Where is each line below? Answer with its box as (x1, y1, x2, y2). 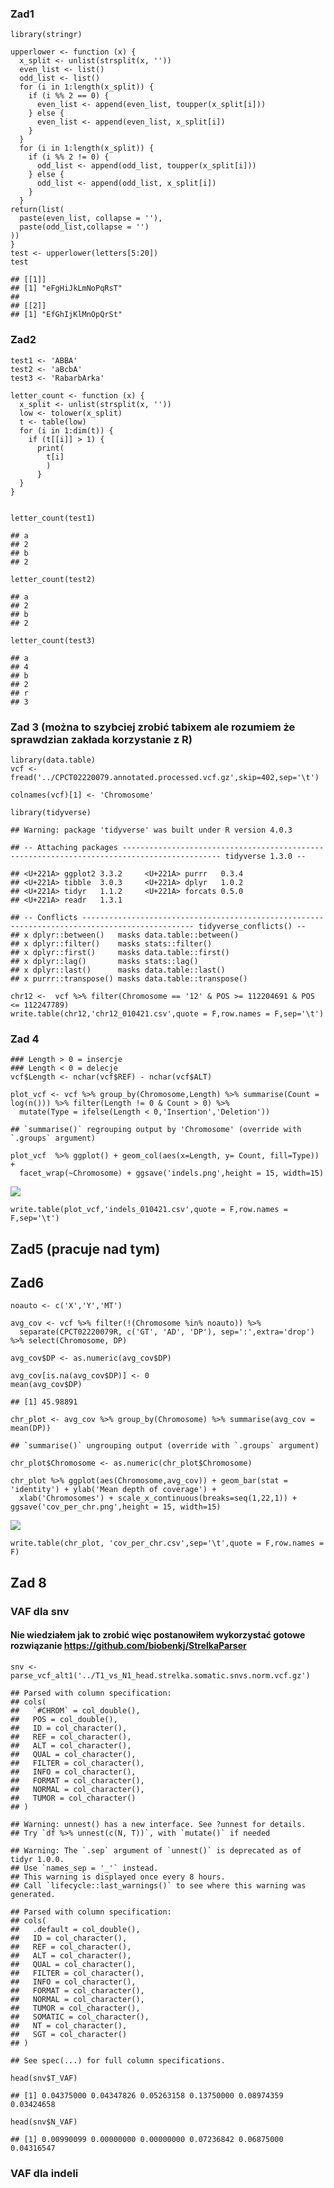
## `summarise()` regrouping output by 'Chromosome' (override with (10, 1125, 302, 1135)
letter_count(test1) (10, 513, 97, 523)
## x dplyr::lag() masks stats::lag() (10, 956, 199, 966)
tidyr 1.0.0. (10, 1854, 65, 1864)
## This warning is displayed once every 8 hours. (10, 1872, 226, 1882)
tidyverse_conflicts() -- (198, 921, 307, 931)
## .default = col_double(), (10, 1924, 141, 1934)
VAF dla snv (10, 1604, 70, 1618)
